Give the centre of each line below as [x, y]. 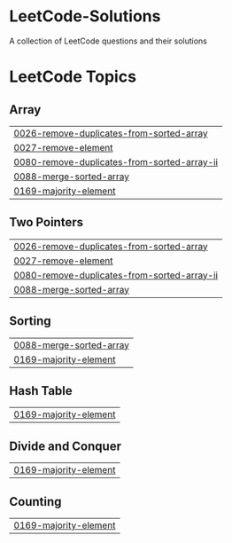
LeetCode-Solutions [85, 16]
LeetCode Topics [73, 77]
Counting [35, 502]
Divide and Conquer [66, 446]
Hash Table [41, 391]
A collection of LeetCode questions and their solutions [108, 41]
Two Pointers [46, 222]
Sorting [30, 321]
